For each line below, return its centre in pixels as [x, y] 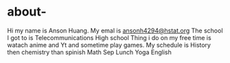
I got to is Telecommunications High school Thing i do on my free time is [109, 37]
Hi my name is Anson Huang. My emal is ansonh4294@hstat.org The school [115, 30]
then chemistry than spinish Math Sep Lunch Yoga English [89, 52]
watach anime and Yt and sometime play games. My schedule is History [109, 45]
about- [27, 12]
